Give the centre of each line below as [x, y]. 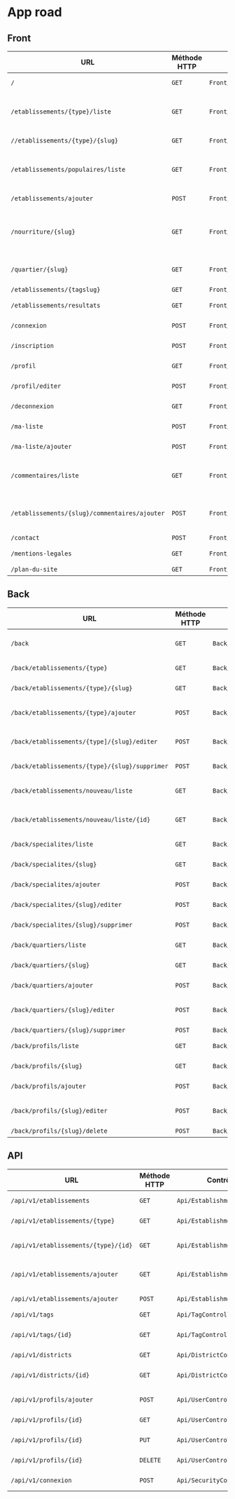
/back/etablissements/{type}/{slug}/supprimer [90, 766]
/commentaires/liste [45, 475]
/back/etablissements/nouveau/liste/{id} [81, 819]
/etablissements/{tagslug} [56, 289]
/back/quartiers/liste [48, 945]
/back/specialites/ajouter [56, 884]
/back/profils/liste [45, 1046]
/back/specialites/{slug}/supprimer [72, 925]
